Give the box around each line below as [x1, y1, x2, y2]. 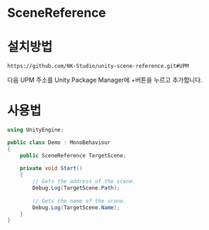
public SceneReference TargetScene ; [20, 152, 127, 159]
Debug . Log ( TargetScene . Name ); [32, 204, 120, 211]
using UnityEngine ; [7, 127, 64, 134]
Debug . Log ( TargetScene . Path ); [32, 185, 120, 192]
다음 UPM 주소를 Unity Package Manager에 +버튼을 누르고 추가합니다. [7, 76, 203, 85]
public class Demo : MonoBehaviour [7, 138, 111, 146]
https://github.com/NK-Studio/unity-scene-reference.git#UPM [7, 63, 189, 70]
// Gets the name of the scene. [32, 197, 127, 204]
